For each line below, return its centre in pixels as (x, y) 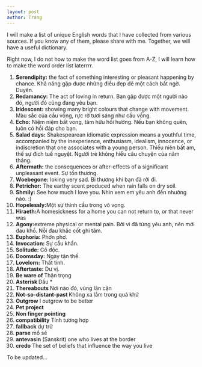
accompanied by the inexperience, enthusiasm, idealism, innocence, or (104, 141)
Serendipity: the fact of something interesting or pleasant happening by (105, 77)
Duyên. (24, 90)
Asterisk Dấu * (34, 282)
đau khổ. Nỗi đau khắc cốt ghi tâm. (59, 230)
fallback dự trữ (34, 326)
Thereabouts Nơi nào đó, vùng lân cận (63, 288)
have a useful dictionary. (37, 47)
